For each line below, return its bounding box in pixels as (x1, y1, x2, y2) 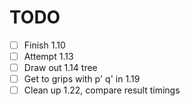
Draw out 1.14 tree (23, 62, 98, 74)
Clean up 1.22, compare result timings (23, 84, 181, 96)
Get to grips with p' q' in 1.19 (23, 73, 141, 85)
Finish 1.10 (23, 39, 66, 51)
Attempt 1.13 (23, 51, 74, 62)
